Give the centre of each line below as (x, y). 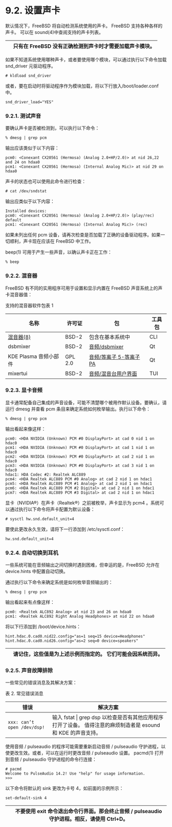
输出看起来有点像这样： (30, 602)
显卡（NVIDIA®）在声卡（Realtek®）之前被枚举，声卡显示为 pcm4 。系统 (82, 502)
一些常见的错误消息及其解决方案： (41, 682)
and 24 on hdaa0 (23, 163)
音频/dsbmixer (106, 347)
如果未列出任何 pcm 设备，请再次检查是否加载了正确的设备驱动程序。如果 (83, 235)
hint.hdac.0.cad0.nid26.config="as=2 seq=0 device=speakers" (72, 641)
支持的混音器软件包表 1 (29, 305)
